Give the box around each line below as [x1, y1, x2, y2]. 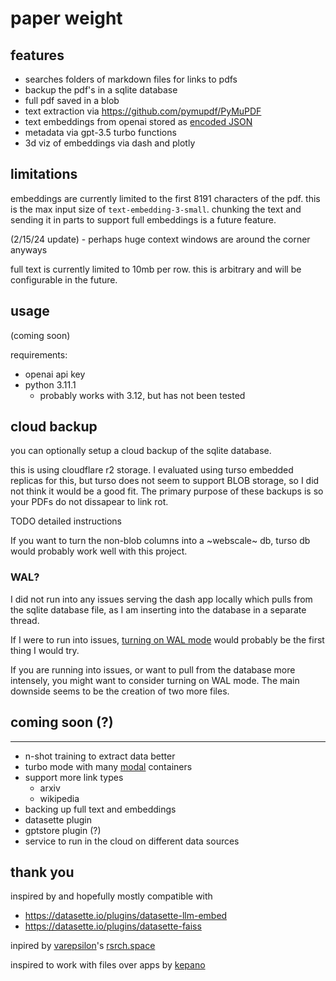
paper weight [10, 7, 123, 30]
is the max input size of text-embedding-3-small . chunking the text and [10, 203, 302, 215]
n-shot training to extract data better [24, 750, 176, 762]
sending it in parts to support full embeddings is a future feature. [10, 213, 277, 226]
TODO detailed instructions [10, 515, 122, 527]
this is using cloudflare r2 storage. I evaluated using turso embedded [10, 464, 294, 476]
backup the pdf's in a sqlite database [24, 84, 178, 96]
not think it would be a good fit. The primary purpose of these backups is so [10, 485, 324, 497]
